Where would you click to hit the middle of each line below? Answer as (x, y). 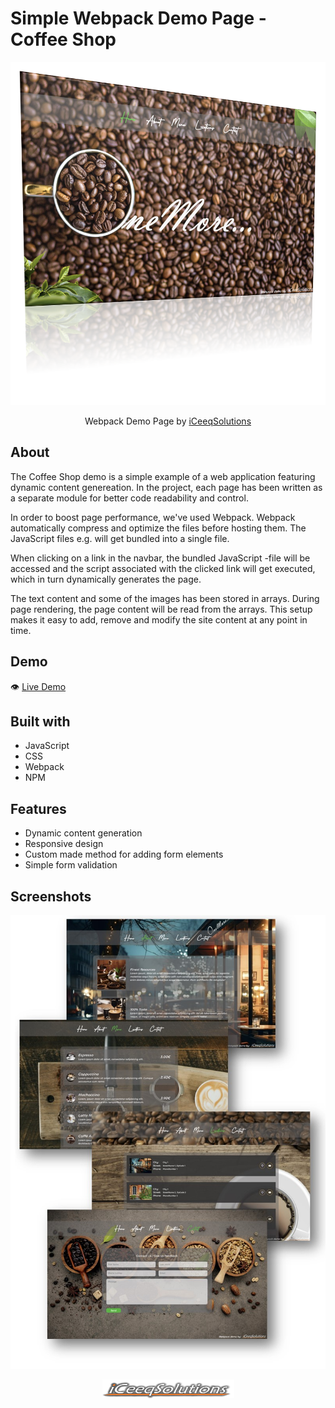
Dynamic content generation (83, 833)
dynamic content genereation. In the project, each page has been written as (166, 487)
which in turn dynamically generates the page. (106, 579)
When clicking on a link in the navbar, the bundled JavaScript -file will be (160, 558)
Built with (40, 721)
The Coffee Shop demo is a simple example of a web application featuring (163, 476)
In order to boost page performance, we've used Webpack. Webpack (153, 517)
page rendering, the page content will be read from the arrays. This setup (161, 609)
